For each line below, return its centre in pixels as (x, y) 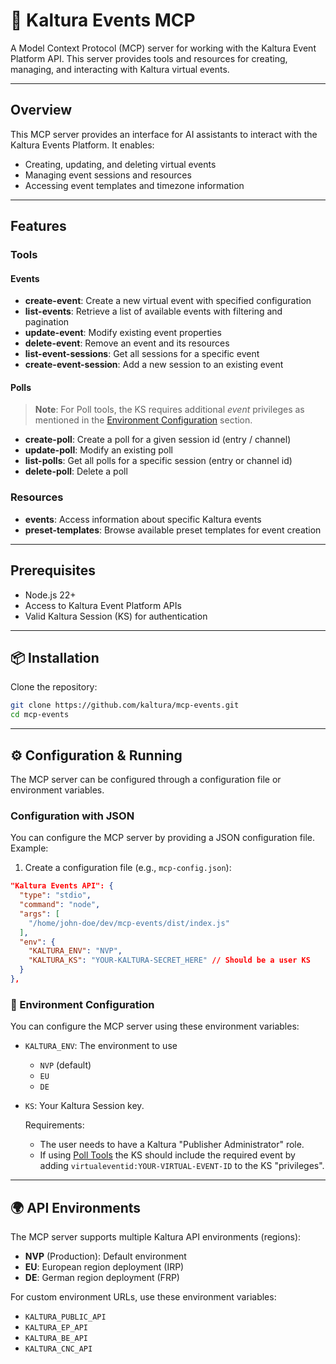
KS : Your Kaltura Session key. (84, 1106)
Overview (41, 110)
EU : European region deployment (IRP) (104, 1266)
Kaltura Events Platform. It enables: (82, 145)
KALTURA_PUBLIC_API (65, 1317)
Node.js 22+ (50, 595)
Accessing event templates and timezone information (134, 185)
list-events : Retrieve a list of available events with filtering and (153, 311)
